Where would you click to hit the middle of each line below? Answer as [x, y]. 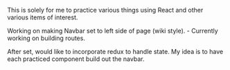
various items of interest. [43, 17]
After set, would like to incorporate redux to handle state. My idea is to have [115, 52]
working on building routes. [46, 38]
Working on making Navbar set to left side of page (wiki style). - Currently [113, 31]
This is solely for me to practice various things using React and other [105, 10]
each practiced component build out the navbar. [76, 59]
